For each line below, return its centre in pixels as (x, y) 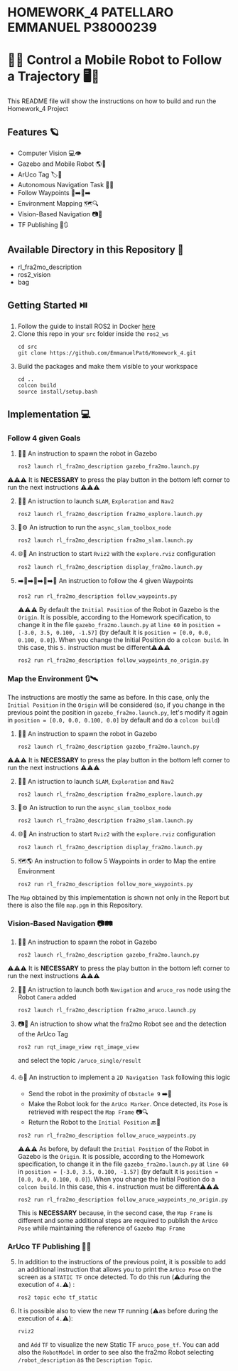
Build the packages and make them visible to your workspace (108, 366)
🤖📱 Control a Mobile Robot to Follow (115, 60)
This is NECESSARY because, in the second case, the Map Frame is (115, 1213)
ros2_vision (34, 274)
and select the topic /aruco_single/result (79, 1060)
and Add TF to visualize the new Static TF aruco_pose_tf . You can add (118, 1345)
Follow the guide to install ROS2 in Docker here (86, 326)
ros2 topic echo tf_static (58, 1298)
